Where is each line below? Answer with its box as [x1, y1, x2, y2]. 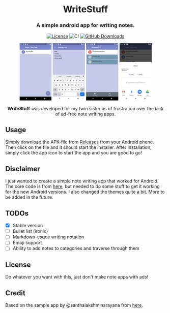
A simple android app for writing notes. [36, 22, 135, 29]
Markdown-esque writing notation [12, 234, 84, 240]
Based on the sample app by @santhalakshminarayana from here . [5, 302, 144, 308]
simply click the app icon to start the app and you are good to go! [5, 150, 143, 156]
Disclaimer [5, 164, 40, 173]
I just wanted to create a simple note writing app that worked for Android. [5, 178, 159, 184]
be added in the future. [5, 194, 53, 200]
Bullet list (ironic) [12, 228, 48, 234]
